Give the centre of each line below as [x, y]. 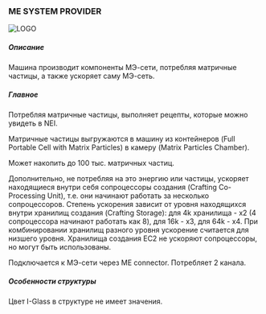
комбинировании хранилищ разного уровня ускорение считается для [129, 230]
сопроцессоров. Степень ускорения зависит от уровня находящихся [127, 205]
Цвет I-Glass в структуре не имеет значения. [86, 302]
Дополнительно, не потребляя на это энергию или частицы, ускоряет [129, 179]
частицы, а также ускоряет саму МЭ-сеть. [82, 76]
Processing [27, 196]
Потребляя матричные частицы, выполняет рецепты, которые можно [128, 115]
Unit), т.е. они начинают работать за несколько [128, 196]
